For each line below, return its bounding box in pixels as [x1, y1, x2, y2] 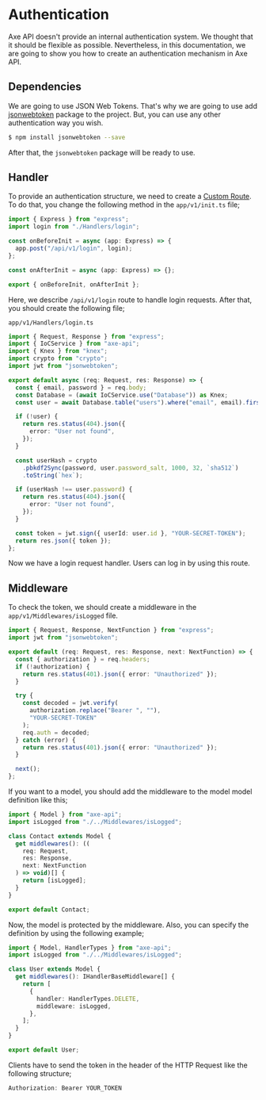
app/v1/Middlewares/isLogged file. [8, 611, 119, 620]
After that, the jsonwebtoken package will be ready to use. [8, 148, 196, 157]
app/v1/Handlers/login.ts [8, 319, 93, 327]
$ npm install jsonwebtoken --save [8, 133, 126, 141]
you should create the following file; [8, 303, 125, 312]
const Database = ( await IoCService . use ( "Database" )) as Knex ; [15, 391, 228, 399]
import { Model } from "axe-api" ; [8, 811, 123, 818]
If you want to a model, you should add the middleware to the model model [8, 787, 253, 796]
